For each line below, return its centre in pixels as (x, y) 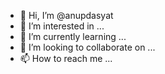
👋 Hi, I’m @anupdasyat (66, 15)
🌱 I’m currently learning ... (73, 36)
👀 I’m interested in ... (62, 26)
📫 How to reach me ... (66, 58)
